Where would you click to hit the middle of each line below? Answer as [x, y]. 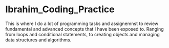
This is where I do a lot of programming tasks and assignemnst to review [82, 23]
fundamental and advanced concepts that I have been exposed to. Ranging [84, 29]
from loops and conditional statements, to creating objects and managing [82, 34]
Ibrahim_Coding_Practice [60, 9]
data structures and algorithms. [38, 40]
